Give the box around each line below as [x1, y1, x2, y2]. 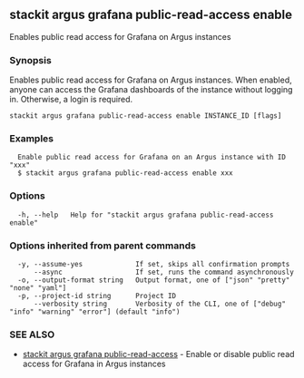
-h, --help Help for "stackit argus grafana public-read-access [17, 210, 274, 219]
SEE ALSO [9, 328, 55, 341]
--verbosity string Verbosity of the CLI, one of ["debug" [33, 299, 286, 308]
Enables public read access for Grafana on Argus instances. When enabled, [9, 74, 292, 85]
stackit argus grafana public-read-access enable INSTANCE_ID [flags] [9, 111, 282, 121]
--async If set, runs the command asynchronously [33, 267, 295, 276]
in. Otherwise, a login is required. [9, 94, 133, 105]
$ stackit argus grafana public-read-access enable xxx [17, 169, 233, 178]
